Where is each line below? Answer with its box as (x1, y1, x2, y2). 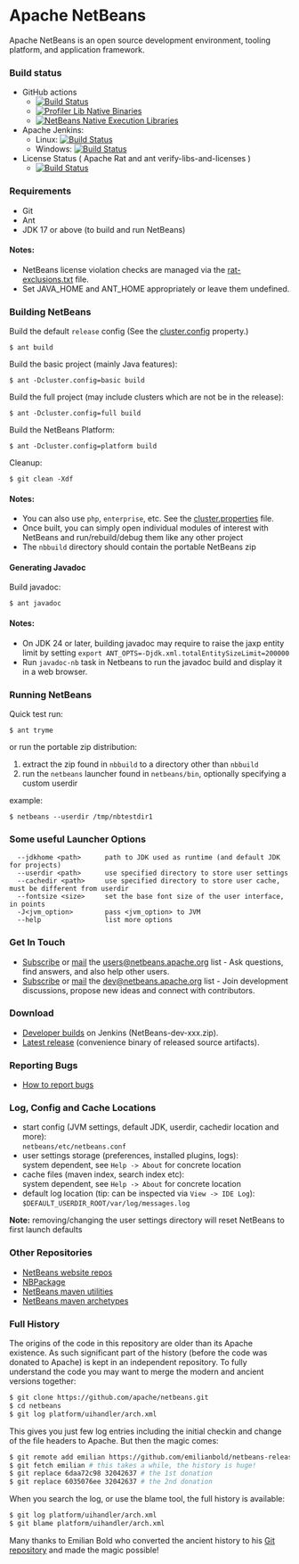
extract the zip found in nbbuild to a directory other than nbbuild (21, 759, 259, 770)
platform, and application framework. (9, 44, 145, 54)
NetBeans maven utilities (21, 1286, 114, 1296)
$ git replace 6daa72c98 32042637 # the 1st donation (9, 1469, 214, 1478)
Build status (9, 66, 62, 78)
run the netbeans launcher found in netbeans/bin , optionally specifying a (21, 768, 287, 778)
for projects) (9, 861, 62, 870)
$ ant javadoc (9, 599, 62, 608)
